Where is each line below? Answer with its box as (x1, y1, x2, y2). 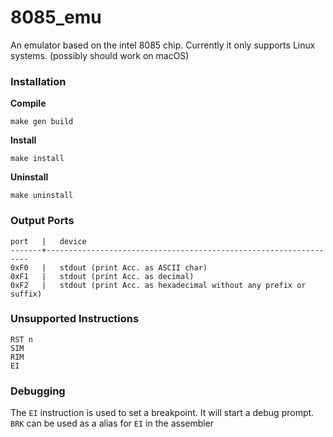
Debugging (10, 384, 66, 398)
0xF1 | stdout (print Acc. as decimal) (10, 271, 195, 281)
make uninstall (10, 191, 74, 201)
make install (10, 154, 65, 164)
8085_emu (10, 6, 102, 29)
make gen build (10, 117, 74, 127)
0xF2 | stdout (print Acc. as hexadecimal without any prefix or (10, 280, 307, 290)
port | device (10, 236, 87, 246)
